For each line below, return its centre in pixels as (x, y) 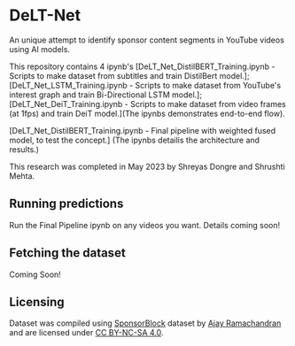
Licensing (37, 302)
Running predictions (66, 204)
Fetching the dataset (67, 253)
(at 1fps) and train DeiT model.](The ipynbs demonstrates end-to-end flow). (147, 113)
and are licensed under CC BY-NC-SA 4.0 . (86, 333)
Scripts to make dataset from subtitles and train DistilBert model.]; (129, 75)
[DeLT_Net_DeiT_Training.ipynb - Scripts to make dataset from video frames (147, 104)
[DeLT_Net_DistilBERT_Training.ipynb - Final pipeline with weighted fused (143, 130)
